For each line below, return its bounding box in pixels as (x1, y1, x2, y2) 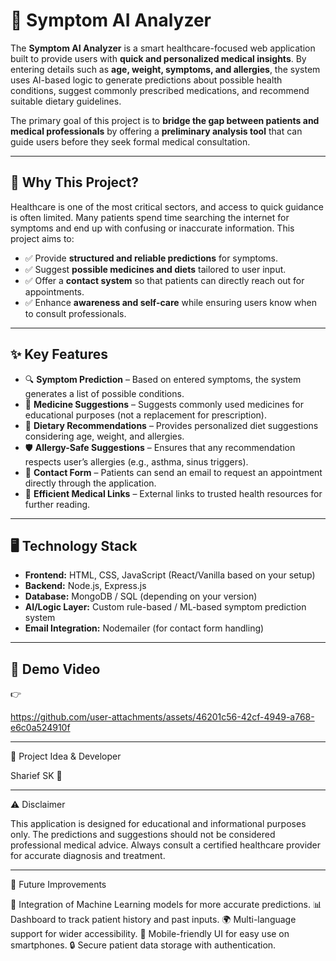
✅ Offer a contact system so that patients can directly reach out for (24, 274, 305, 286)
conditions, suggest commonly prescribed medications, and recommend (10, 84, 310, 96)
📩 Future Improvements (10, 879, 107, 891)
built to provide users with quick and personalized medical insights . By (10, 52, 307, 64)
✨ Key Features (10, 346, 108, 363)
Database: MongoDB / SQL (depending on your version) (24, 590, 258, 603)
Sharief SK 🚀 (10, 770, 63, 782)
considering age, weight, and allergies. (24, 430, 185, 442)
